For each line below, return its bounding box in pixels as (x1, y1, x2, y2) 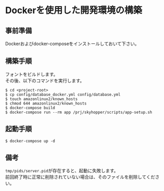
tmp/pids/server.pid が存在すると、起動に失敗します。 (5, 168, 119, 174)
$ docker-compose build (5, 105, 56, 110)
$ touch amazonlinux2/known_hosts (5, 97, 78, 102)
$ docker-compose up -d (5, 138, 56, 144)
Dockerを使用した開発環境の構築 (5, 5, 142, 16)
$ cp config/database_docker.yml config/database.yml (5, 92, 121, 97)
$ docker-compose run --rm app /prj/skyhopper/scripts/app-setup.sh (5, 110, 152, 115)
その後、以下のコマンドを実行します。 (5, 77, 85, 83)
